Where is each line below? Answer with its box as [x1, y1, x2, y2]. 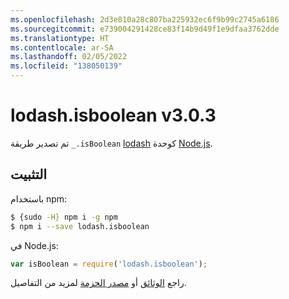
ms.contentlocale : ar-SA [10, 42, 114, 53]
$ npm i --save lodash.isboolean [10, 221, 150, 231]
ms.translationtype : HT [10, 33, 110, 43]
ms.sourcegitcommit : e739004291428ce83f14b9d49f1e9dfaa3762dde [10, 24, 280, 34]
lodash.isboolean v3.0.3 [10, 104, 217, 127]
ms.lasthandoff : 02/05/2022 [10, 52, 128, 62]
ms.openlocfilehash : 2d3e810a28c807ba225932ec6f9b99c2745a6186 [10, 14, 280, 25]
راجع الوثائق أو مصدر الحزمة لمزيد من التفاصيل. [10, 277, 187, 289]
